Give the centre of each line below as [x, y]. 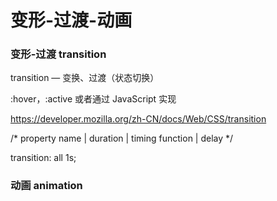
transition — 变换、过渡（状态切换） [85, 78]
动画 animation [46, 186]
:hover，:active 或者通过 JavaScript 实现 [93, 99]
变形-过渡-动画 [71, 20]
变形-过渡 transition [58, 54]
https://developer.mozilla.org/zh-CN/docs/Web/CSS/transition [138, 119]
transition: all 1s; [43, 158]
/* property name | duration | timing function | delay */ [122, 138]
